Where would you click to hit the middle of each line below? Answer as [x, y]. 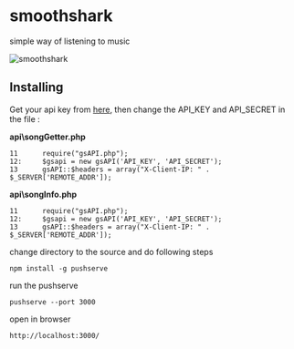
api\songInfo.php [43, 194]
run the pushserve [44, 285]
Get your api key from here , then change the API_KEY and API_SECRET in [147, 109]
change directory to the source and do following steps [111, 251]
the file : [25, 118]
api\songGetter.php [48, 137]
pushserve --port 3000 [52, 302]
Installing [37, 87]
